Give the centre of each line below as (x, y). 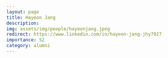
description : (23, 23)
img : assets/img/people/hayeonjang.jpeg (58, 29)
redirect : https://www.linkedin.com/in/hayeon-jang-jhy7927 (84, 34)
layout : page (23, 12)
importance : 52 (26, 40)
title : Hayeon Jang (31, 18)
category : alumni (28, 46)
